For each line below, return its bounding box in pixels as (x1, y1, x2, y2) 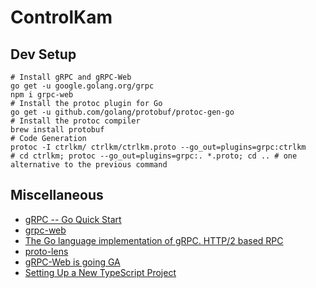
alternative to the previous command (10, 160, 168, 170)
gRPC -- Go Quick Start (24, 213, 122, 225)
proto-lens (24, 245, 69, 257)
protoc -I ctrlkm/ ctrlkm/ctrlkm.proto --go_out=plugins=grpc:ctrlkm (10, 142, 307, 152)
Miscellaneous (10, 187, 104, 204)
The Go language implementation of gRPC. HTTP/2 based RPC (24, 234, 284, 246)
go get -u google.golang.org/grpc (10, 81, 155, 91)
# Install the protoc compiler (10, 116, 141, 126)
